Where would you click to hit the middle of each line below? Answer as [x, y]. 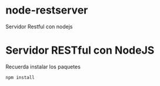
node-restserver [47, 10]
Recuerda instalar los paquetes [43, 67]
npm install [20, 77]
